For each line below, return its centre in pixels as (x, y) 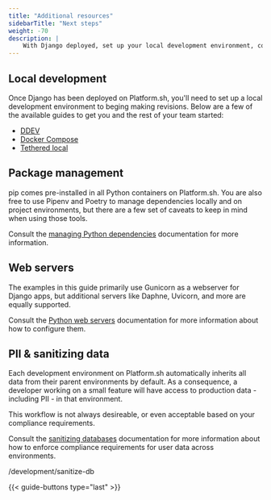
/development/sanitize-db (52, 472)
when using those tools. (48, 218)
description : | (34, 38)
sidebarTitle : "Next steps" (56, 23)
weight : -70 (28, 31)
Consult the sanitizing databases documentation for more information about (134, 439)
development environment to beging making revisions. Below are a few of (131, 106)
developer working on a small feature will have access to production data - (132, 390)
